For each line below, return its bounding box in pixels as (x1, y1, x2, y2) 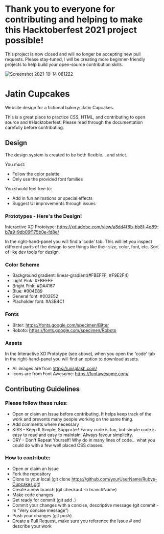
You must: (5, 161, 25, 167)
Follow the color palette (12, 171, 60, 177)
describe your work (12, 523, 52, 529)
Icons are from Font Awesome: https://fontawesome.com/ (12, 370, 129, 377)
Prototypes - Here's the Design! (5, 212, 82, 219)
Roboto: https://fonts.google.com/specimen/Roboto (12, 327, 117, 333)
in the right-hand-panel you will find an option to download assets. (5, 356, 140, 362)
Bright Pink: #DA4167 (12, 283, 55, 289)
